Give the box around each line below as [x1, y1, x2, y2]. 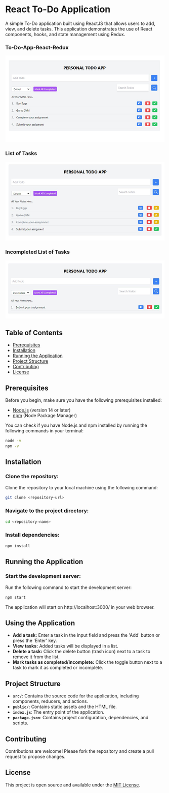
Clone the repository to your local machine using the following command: [5, 484, 158, 490]
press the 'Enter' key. [12, 637, 57, 644]
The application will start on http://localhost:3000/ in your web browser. [5, 604, 155, 610]
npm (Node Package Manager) [12, 413, 77, 419]
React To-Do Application [5, 4, 111, 15]
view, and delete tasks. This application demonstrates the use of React [5, 25, 153, 32]
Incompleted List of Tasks [5, 248, 70, 255]
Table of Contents [5, 329, 63, 337]
